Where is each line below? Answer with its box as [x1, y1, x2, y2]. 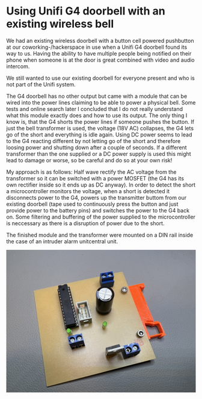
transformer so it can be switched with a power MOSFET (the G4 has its [6, 174, 185, 182]
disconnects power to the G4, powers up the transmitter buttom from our [6, 194, 187, 201]
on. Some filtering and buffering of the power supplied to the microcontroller [6, 213, 196, 220]
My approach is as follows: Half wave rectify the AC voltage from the [6, 168, 177, 176]
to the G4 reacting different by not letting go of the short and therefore [6, 137, 181, 144]
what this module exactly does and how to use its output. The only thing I [6, 112, 188, 119]
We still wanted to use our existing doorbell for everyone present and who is [6, 74, 195, 81]
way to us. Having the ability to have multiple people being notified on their [6, 49, 192, 57]
